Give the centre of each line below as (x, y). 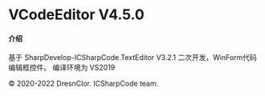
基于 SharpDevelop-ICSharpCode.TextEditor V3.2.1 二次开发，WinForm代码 (132, 58)
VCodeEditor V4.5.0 (76, 15)
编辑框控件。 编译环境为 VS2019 (62, 68)
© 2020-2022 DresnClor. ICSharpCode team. (84, 84)
